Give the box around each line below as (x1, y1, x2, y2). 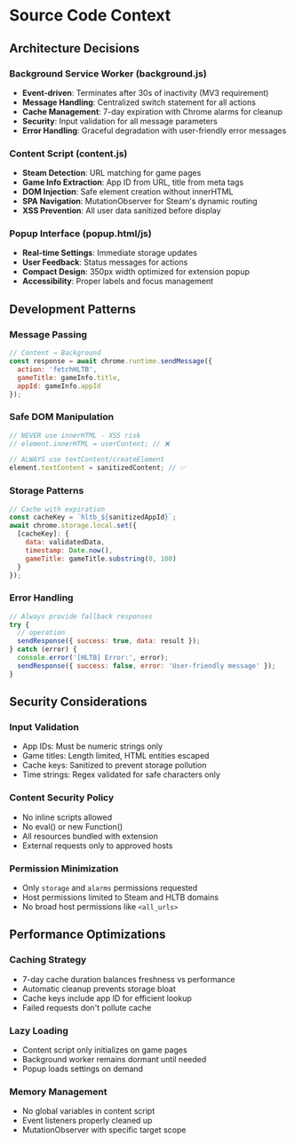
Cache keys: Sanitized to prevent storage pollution (21, 760, 207, 771)
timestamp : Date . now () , (25, 545, 114, 555)
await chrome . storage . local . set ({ (9, 521, 138, 530)
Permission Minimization (9, 862, 119, 875)
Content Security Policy (9, 791, 114, 804)
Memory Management (9, 1085, 108, 1098)
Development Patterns (9, 301, 136, 316)
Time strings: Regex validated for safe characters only (21, 769, 220, 780)
